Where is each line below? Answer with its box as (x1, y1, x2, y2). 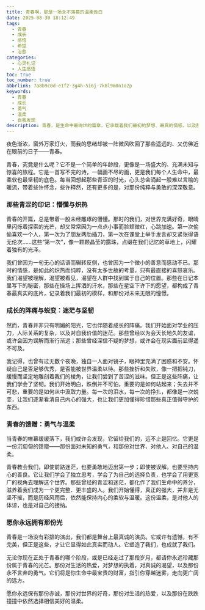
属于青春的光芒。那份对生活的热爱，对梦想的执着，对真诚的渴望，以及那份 (11, 562, 199, 569)
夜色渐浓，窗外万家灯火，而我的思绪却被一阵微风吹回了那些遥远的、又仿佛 (6, 140, 193, 147)
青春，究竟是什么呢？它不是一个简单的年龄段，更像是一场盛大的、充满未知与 (6, 161, 199, 168)
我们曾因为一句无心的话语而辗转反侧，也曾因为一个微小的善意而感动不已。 (6, 259, 193, 266)
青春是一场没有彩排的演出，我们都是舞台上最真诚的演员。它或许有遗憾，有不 (6, 533, 199, 541)
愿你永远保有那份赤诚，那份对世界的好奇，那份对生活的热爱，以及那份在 (6, 590, 188, 597)
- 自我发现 (12, 117, 36, 123)
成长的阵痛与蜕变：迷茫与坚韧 (6, 306, 95, 315)
